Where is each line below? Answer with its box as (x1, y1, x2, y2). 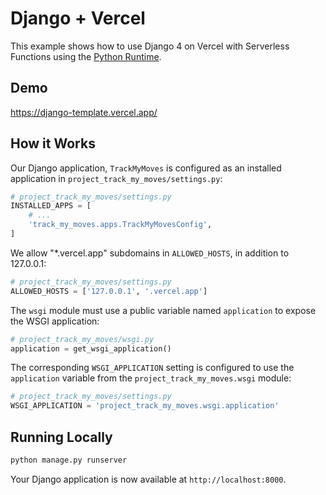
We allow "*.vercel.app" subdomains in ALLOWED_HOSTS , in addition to (10, 247, 290, 259)
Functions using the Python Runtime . (10, 50, 162, 62)
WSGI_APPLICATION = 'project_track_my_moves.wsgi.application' (10, 401, 280, 411)
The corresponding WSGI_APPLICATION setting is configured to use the (10, 362, 295, 374)
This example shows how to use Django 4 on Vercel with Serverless (10, 40, 290, 52)
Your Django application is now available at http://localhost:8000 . (10, 473, 287, 485)
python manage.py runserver (10, 455, 128, 465)
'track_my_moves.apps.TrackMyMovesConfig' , (28, 220, 213, 230)
